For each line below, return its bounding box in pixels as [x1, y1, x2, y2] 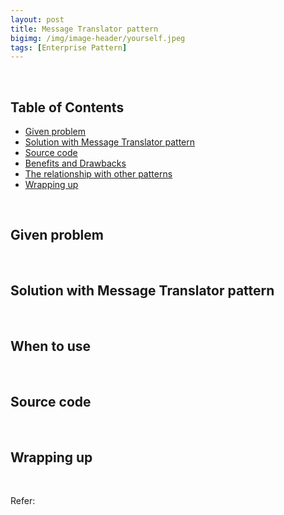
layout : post [10, 14, 65, 25]
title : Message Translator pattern [10, 24, 159, 34]
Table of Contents [10, 99, 125, 116]
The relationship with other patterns [24, 168, 173, 180]
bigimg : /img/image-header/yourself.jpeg [10, 33, 186, 43]
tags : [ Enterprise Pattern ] [10, 42, 128, 53]
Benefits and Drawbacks [24, 157, 127, 170]
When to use [10, 338, 92, 355]
